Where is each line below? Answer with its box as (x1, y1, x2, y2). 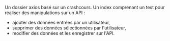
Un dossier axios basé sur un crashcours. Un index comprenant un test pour (5, 5, 165, 10)
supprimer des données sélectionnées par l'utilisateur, (12, 25, 126, 31)
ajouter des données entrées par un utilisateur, (12, 20, 110, 25)
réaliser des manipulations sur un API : (5, 10, 86, 16)
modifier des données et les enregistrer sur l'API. (12, 30, 115, 36)
